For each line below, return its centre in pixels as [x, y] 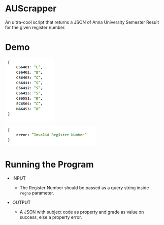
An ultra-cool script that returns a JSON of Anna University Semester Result [82, 22]
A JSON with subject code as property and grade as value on [82, 212]
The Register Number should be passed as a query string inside [84, 188]
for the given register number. [35, 27]
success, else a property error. [51, 217]
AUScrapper [31, 9]
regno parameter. [37, 193]
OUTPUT [21, 202]
